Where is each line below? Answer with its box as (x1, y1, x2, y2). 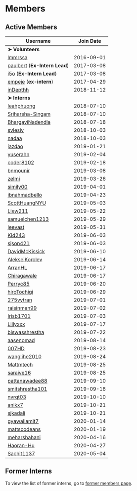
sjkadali (7, 410, 26, 416)
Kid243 (7, 232, 25, 239)
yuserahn (7, 151, 30, 158)
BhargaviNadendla (7, 119, 51, 125)
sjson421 (7, 240, 30, 247)
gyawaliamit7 (7, 418, 39, 424)
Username (25, 38, 51, 44)
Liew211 (7, 207, 29, 214)
